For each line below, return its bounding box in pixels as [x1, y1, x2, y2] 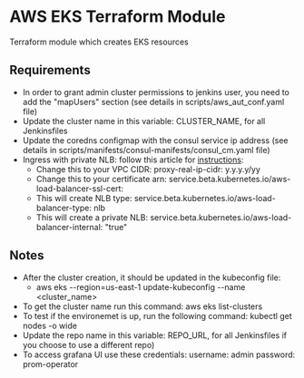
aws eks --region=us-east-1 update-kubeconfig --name [35, 281, 246, 292]
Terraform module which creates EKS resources [9, 36, 189, 47]
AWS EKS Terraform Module [9, 6, 226, 27]
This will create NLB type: [35, 192, 132, 203]
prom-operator [22, 358, 79, 369]
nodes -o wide [22, 320, 77, 331]
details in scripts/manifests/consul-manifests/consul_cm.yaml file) [22, 144, 270, 155]
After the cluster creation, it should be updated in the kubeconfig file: [22, 272, 281, 283]
